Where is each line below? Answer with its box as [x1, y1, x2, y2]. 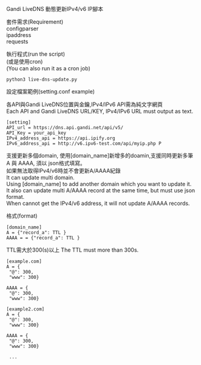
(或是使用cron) [6, 58, 43, 65]
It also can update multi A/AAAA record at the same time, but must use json [6, 187, 196, 194]
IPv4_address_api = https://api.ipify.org [6, 135, 115, 141]
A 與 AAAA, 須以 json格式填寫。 [6, 159, 86, 167]
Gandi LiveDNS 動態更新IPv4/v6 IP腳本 [6, 5, 103, 12]
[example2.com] [6, 306, 45, 312]
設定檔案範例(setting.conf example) [6, 88, 95, 95]
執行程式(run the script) [6, 50, 66, 58]
